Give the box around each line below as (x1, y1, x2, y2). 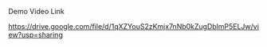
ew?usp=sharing (8, 31, 64, 39)
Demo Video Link (8, 7, 65, 16)
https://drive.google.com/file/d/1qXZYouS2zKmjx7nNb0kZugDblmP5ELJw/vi (8, 22, 259, 31)
